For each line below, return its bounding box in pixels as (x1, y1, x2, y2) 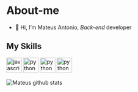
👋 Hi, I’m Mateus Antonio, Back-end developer (15, 24, 132, 31)
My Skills (6, 41, 42, 51)
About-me (6, 4, 60, 18)
